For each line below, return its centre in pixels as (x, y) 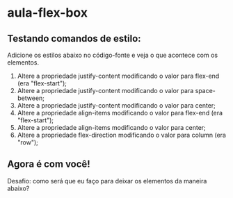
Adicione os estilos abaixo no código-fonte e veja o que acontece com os (112, 55)
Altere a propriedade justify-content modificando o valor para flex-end (118, 76)
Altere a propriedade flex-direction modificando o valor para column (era (121, 135)
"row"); (27, 142)
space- (205, 91)
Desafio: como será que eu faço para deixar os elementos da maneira (107, 181)
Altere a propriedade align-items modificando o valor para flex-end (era (120, 113)
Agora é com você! (49, 164)
